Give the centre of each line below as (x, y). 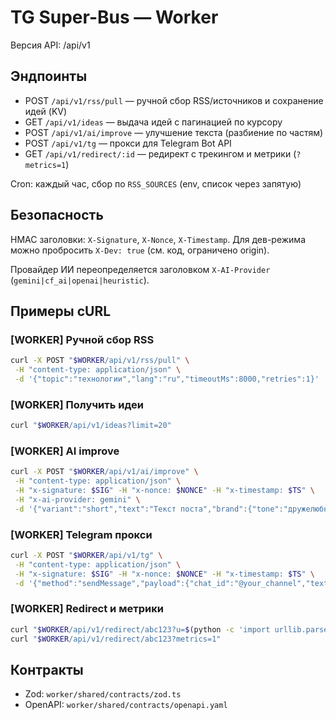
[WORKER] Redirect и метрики (87, 609)
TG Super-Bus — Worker (114, 17)
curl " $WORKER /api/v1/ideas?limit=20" (91, 426)
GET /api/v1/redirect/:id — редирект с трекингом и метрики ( (160, 153)
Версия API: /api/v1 (50, 45)
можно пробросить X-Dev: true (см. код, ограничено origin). (140, 250)
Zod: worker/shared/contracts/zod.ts (103, 694)
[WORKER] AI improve (65, 451)
